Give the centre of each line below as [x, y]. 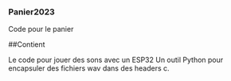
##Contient [27, 44]
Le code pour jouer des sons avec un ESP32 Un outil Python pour [116, 60]
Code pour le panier [41, 29]
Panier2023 [32, 12]
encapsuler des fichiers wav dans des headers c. [89, 68]
